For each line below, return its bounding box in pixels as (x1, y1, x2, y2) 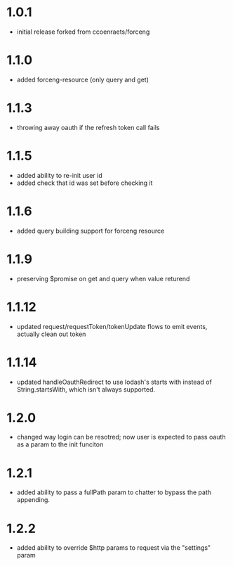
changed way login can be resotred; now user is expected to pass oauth (16, 433, 226, 442)
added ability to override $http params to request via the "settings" (16, 544, 211, 552)
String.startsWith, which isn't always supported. (16, 385, 156, 394)
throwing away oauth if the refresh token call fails (16, 123, 160, 131)
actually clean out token (16, 330, 86, 338)
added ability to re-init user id (16, 171, 102, 179)
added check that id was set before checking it (16, 179, 153, 187)
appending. (16, 496, 51, 504)
